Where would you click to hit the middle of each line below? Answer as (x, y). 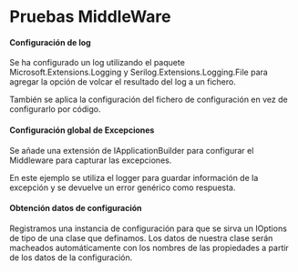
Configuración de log (50, 42)
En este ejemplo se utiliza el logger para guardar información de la (134, 177)
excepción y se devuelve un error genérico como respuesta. (123, 187)
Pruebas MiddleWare (90, 17)
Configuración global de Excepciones (82, 130)
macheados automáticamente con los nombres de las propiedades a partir (149, 247)
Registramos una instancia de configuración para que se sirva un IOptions (148, 228)
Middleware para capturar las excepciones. (91, 160)
